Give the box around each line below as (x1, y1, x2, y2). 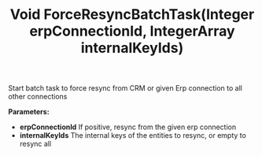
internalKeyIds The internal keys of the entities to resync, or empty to (19, 131, 246, 140)
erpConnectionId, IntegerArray (29, 22, 235, 40)
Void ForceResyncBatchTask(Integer (9, 6, 255, 24)
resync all (19, 139, 52, 149)
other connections (8, 92, 68, 102)
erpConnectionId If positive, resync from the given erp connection (19, 122, 237, 132)
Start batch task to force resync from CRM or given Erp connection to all (8, 84, 242, 93)
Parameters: (8, 107, 50, 117)
